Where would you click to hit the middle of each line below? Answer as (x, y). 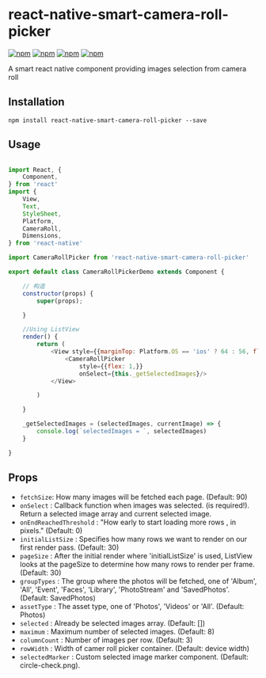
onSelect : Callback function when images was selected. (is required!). (135, 505)
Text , (32, 206)
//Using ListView (51, 329)
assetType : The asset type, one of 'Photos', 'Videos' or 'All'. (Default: (132, 606)
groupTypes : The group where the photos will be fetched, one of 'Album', (138, 581)
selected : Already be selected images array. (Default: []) (112, 623)
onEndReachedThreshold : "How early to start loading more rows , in (128, 522)
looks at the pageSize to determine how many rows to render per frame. (137, 564)
